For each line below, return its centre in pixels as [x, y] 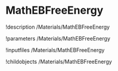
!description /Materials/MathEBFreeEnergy [58, 27]
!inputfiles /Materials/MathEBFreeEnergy [55, 50]
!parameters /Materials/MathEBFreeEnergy [58, 38]
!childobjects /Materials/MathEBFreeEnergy [59, 61]
